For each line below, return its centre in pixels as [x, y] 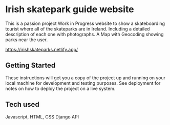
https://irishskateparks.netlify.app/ [42, 49]
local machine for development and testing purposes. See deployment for [83, 83]
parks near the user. [26, 40]
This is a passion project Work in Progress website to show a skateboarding [85, 23]
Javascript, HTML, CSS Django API [42, 117]
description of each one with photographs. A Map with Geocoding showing [84, 34]
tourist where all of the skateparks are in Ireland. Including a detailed [78, 28]
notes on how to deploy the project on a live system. [60, 88]
